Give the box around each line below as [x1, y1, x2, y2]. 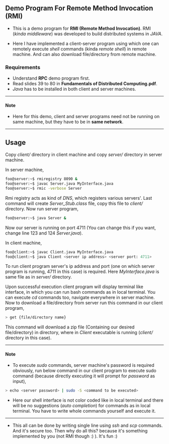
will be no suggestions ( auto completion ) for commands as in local [12, 403, 151, 409]
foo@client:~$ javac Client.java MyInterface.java [5, 249, 114, 254]
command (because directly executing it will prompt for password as [12, 373, 155, 379]
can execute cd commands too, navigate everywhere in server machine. [5, 295, 155, 301]
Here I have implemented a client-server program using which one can [12, 40, 159, 46]
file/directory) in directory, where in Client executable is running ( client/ [5, 329, 153, 336]
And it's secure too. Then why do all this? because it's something [12, 428, 148, 434]
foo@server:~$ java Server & [5, 215, 66, 220]
